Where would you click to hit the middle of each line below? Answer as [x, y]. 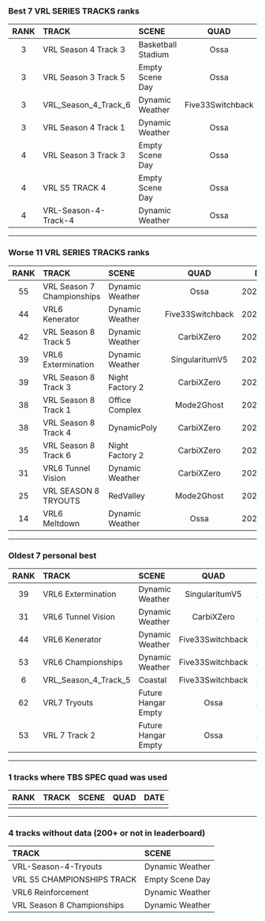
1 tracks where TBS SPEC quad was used [88, 777]
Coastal [153, 679]
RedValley [127, 495]
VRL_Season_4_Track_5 [87, 679]
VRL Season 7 [69, 286]
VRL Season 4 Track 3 [84, 50]
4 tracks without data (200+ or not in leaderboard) [107, 833]
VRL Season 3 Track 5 [84, 77]
